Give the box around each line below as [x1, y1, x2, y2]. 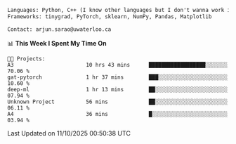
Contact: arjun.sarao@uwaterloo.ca [7, 25, 112, 33]
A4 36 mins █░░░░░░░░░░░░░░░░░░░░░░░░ [7, 110, 228, 117]
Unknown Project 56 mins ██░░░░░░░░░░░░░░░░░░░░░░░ [7, 98, 228, 105]
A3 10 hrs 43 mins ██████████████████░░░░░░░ [7, 61, 228, 68]
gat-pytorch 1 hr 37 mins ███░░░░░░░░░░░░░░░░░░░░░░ [7, 74, 228, 81]
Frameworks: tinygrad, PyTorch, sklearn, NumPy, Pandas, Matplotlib [7, 13, 212, 20]
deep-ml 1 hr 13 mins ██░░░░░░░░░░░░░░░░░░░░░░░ [7, 86, 228, 93]
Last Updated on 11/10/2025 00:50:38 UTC [7, 129, 131, 137]
